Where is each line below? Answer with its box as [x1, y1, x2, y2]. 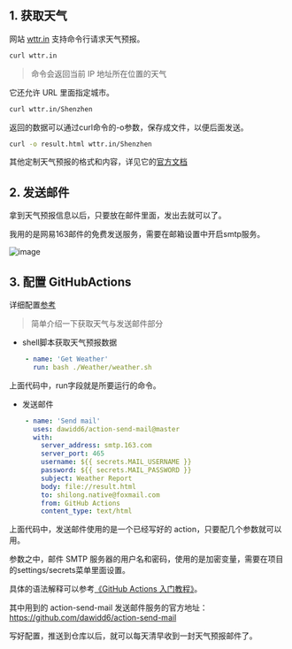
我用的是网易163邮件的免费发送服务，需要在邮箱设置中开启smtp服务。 [9, 229, 265, 240]
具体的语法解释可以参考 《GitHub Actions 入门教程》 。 [9, 584, 203, 594]
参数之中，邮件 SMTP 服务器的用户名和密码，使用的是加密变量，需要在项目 [9, 554, 284, 564]
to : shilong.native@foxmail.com [41, 490, 161, 500]
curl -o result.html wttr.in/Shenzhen [9, 140, 152, 149]
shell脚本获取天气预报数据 [21, 337, 118, 347]
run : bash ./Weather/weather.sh [32, 363, 152, 371]
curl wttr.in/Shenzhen [9, 104, 93, 113]
